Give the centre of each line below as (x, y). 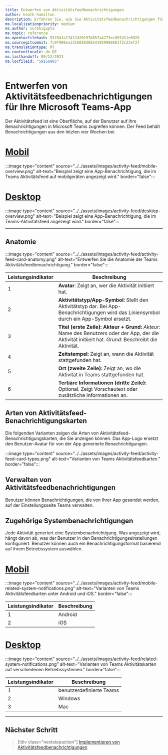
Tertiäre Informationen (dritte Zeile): (102, 383)
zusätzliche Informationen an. (93, 395)
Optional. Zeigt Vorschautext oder (98, 389)
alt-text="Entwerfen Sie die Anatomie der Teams (108, 259)
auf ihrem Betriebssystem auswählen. (44, 549)
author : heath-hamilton (30, 15)
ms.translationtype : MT (30, 47)
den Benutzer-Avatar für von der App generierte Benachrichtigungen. (77, 443)
